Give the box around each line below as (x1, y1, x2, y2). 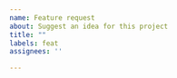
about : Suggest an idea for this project (9, 22, 169, 31)
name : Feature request (9, 13, 95, 23)
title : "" (9, 30, 47, 39)
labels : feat (9, 38, 59, 48)
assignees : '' (9, 47, 64, 56)
